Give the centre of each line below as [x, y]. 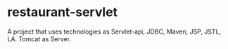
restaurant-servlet [63, 12]
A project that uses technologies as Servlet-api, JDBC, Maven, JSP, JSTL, [114, 31]
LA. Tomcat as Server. [39, 38]
